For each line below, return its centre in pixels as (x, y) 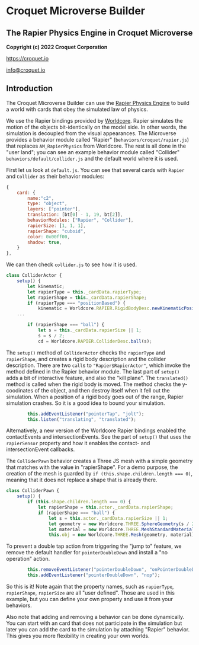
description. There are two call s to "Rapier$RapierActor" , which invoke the (98, 365)
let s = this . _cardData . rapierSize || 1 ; (90, 330)
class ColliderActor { (34, 276)
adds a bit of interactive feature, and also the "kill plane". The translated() (97, 378)
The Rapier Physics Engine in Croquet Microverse (99, 33)
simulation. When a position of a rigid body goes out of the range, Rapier (95, 397)
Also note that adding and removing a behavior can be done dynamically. (95, 617)
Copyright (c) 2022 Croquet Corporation (57, 47)
